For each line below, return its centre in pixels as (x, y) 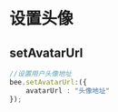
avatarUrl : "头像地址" (68, 91)
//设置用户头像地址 (41, 74)
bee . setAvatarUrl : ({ (49, 82)
